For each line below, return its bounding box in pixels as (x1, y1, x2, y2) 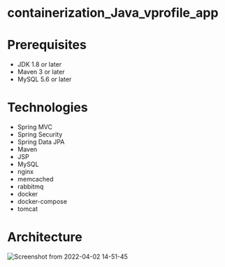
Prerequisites (7, 37, 87, 53)
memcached (17, 175, 54, 184)
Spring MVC (17, 123, 53, 131)
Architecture (7, 229, 82, 245)
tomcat (17, 205, 38, 213)
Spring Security (17, 130, 63, 139)
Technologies (7, 100, 89, 116)
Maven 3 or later (17, 68, 65, 76)
